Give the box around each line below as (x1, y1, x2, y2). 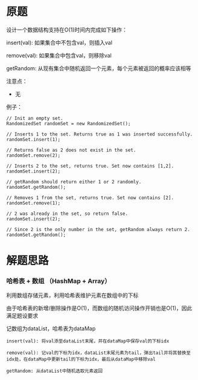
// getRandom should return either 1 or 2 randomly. (6, 179, 142, 185)
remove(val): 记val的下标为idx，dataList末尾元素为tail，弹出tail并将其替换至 (6, 350, 191, 356)
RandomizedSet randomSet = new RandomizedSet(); (6, 120, 131, 126)
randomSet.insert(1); (6, 136, 61, 142)
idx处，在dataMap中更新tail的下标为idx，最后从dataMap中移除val (6, 356, 156, 362)
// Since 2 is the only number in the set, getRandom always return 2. (6, 226, 190, 232)
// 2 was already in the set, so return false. (6, 211, 129, 217)
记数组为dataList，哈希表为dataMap (6, 325, 96, 332)
